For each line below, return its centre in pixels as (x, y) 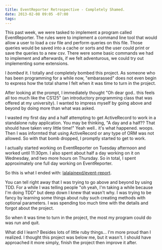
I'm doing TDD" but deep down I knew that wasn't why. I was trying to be (78, 192)
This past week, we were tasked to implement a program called (69, 33)
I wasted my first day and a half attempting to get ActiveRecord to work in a (81, 118)
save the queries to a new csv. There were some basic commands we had (79, 53)
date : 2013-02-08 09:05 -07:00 (37, 14)
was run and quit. (22, 223)
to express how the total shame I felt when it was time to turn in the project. (81, 83)
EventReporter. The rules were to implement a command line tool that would (81, 38)
